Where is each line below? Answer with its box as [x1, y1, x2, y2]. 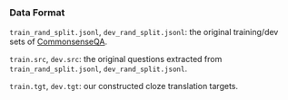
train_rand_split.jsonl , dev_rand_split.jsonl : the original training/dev [9, 27, 279, 38]
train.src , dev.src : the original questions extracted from [9, 54, 223, 65]
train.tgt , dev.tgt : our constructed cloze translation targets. [9, 81, 239, 92]
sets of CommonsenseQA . [9, 36, 107, 47]
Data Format [9, 6, 65, 19]
